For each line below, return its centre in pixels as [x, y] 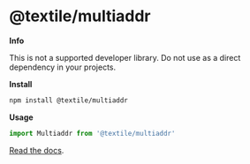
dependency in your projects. [63, 67]
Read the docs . [37, 150]
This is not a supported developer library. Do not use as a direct [125, 57]
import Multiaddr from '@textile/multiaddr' [92, 133]
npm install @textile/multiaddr [68, 100]
